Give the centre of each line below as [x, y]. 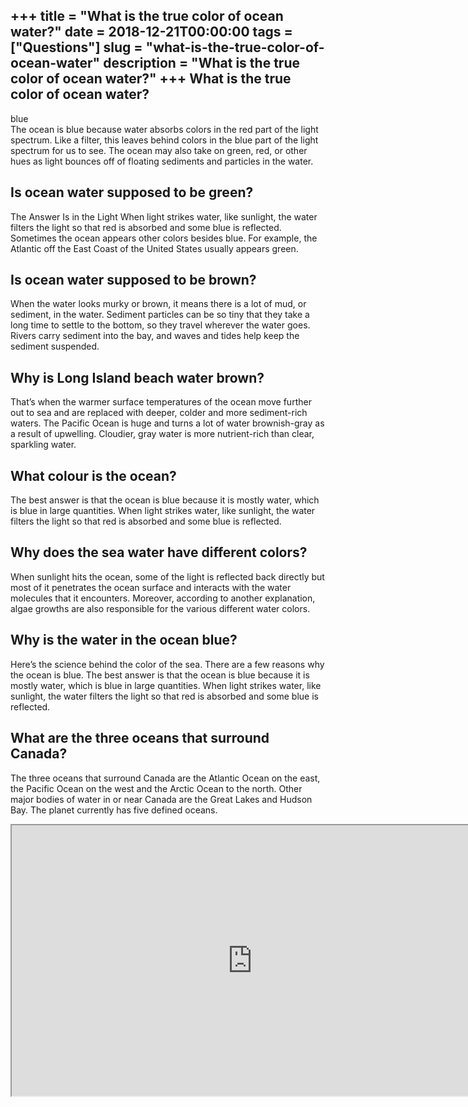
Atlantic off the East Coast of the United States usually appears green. [154, 248]
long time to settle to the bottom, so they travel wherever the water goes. [160, 325]
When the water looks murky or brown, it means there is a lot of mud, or [158, 304]
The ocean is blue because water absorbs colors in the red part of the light [164, 129]
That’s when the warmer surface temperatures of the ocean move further [161, 402]
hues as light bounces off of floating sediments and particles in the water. [162, 161]
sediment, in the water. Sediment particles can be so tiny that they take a [160, 315]
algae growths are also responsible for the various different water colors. [160, 608]
